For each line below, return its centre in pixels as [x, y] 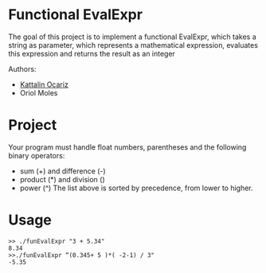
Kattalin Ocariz [44, 84]
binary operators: [37, 155]
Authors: [22, 68]
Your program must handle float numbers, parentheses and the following [127, 147]
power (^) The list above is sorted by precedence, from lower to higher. [136, 188]
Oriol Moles [39, 92]
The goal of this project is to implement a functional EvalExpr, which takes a [132, 37]
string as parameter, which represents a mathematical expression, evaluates [133, 45]
